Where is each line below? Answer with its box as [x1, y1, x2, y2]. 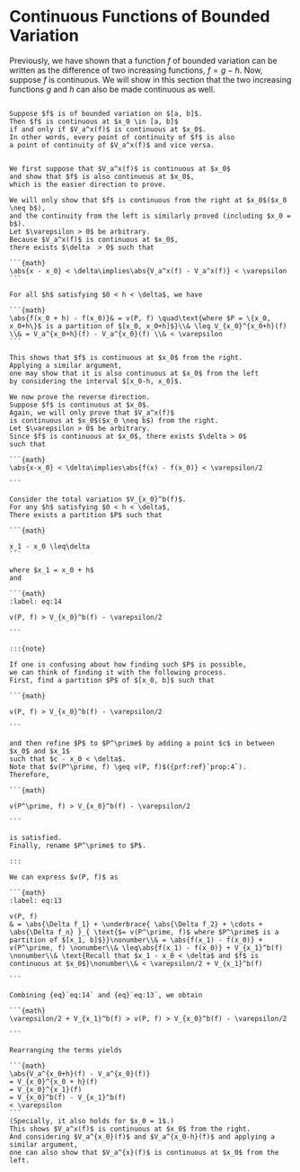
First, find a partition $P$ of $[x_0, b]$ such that [9, 675, 216, 684]
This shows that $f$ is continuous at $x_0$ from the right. [9, 353, 243, 362]
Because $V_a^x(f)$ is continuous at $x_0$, [9, 235, 179, 244]
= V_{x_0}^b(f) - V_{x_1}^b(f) [9, 1093, 127, 1102]
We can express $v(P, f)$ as [9, 872, 119, 881]
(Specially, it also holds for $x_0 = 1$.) [9, 1116, 175, 1125]
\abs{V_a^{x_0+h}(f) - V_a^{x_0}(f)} [9, 1069, 151, 1078]
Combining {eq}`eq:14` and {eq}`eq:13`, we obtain [9, 990, 203, 999]
